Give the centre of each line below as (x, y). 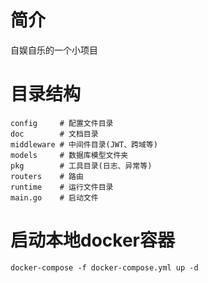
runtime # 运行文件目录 (62, 187)
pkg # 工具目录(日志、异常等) (81, 166)
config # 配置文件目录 (62, 123)
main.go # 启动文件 (54, 197)
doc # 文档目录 (54, 134)
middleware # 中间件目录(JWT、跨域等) (84, 144)
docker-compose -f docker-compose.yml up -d (104, 267)
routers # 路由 (47, 176)
